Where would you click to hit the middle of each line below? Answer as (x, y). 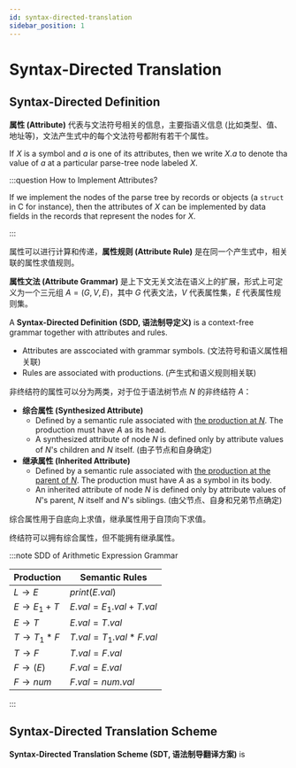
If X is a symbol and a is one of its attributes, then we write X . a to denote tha (148, 153)
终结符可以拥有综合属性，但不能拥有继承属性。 (94, 538)
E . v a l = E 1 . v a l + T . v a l (113, 607)
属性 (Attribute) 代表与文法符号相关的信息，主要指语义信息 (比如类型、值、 (146, 124)
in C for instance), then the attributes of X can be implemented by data (138, 206)
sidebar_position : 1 (47, 26)
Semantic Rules (114, 577)
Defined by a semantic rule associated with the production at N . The (159, 420)
